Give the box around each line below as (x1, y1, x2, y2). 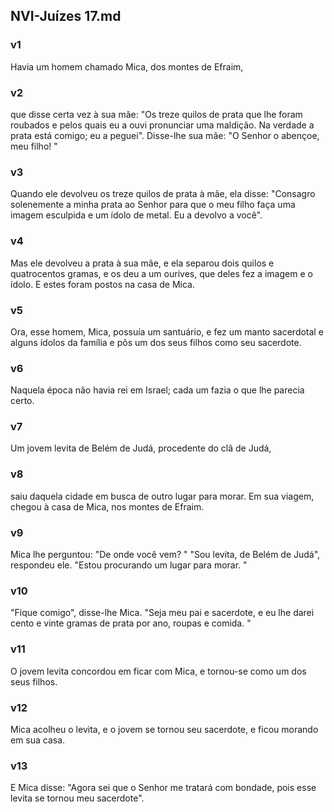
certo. (10, 395, 35, 407)
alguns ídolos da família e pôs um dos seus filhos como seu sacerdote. (10, 336, 302, 348)
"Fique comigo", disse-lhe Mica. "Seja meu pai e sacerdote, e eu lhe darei (10, 607, 315, 619)
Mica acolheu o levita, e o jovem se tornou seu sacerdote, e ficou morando (10, 723, 319, 735)
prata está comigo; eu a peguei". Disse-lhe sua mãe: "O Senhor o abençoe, (10, 129, 320, 141)
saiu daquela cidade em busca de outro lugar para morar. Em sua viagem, (10, 490, 315, 502)
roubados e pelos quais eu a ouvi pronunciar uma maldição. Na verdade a (10, 119, 315, 131)
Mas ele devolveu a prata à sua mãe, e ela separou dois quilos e (10, 257, 275, 269)
